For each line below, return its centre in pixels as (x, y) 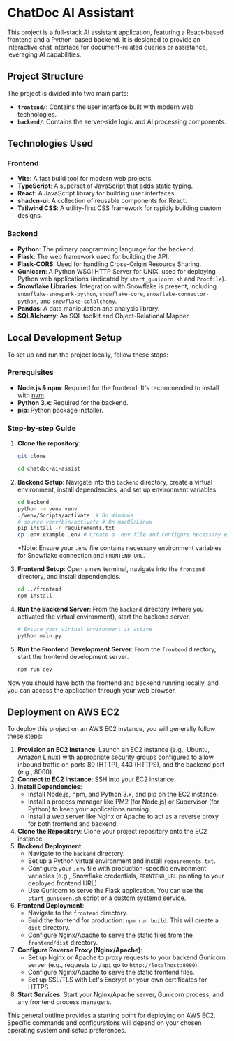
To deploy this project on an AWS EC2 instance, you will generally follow (111, 729)
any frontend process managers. (64, 1002)
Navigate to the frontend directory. (78, 913)
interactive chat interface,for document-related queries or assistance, (108, 47)
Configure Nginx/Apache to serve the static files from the (110, 935)
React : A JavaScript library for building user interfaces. (97, 193)
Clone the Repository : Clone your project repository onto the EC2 (112, 832)
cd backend (33, 502)
